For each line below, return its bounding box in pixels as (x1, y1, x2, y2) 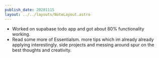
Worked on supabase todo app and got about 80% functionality (12, 25, 144, 31)
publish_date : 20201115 (5, 7, 55, 12)
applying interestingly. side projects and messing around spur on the (12, 41, 154, 47)
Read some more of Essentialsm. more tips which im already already (12, 36, 154, 42)
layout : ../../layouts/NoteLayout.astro (5, 12, 91, 17)
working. (12, 31, 31, 37)
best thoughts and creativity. (12, 47, 71, 53)
